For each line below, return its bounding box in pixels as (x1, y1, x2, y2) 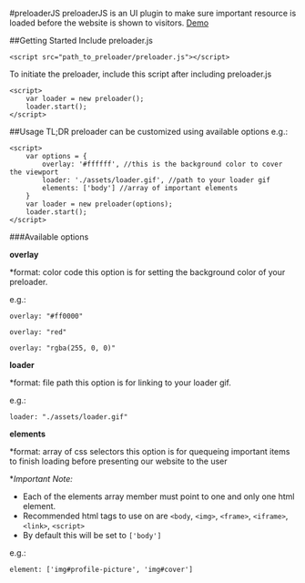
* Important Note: (9, 474, 73, 484)
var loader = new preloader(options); (25, 199, 173, 209)
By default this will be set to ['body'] (22, 530, 162, 540)
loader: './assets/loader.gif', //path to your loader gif (42, 176, 271, 185)
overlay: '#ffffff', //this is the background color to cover (42, 159, 283, 169)
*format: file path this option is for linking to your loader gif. (9, 377, 232, 388)
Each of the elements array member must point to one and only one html (22, 491, 295, 502)
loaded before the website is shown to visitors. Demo (9, 17, 209, 28)
